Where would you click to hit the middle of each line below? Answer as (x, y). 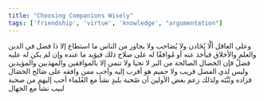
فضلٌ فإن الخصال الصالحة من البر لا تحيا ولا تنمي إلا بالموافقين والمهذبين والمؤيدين (130, 62)
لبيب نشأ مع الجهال (36, 87)
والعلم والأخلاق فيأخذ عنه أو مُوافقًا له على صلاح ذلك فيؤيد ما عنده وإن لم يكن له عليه (132, 54)
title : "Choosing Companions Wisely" (71, 16)
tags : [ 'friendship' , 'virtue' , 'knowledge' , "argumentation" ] (116, 23)
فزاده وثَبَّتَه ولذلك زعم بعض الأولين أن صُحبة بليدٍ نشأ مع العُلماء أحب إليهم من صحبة (130, 80)
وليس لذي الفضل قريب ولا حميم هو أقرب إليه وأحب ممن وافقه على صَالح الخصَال (128, 71)
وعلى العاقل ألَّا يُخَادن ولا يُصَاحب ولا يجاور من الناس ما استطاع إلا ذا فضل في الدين (130, 45)
